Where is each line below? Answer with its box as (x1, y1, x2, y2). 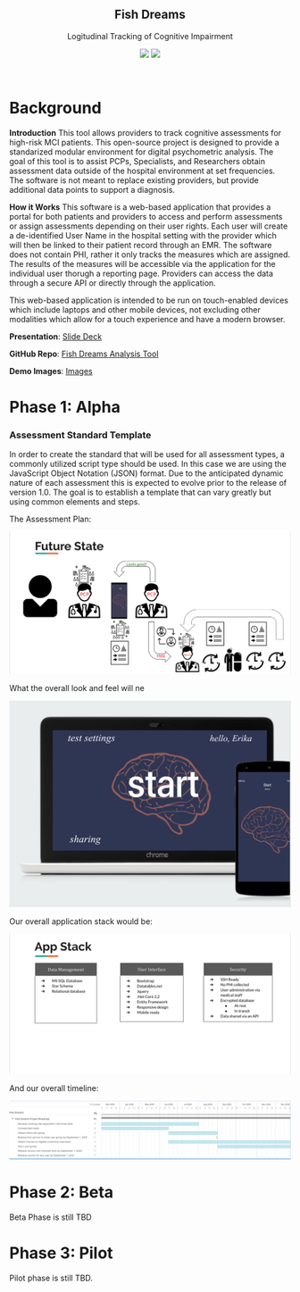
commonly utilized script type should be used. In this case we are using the (9, 459, 287, 470)
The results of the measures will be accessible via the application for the (9, 258, 276, 269)
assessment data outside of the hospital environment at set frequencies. (9, 165, 276, 176)
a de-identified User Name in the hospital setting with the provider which (9, 229, 277, 240)
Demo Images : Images (9, 365, 94, 376)
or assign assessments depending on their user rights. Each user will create (9, 221, 288, 231)
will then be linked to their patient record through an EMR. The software (9, 239, 272, 250)
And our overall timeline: (9, 1082, 99, 1093)
